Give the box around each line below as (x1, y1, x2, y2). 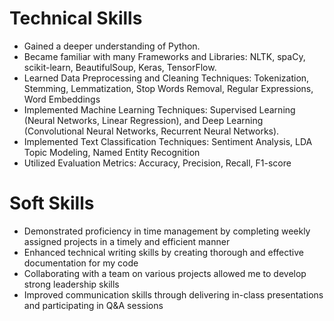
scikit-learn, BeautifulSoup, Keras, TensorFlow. (23, 61, 217, 73)
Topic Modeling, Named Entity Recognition (23, 146, 201, 158)
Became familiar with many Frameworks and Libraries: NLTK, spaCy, (23, 50, 306, 62)
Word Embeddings (23, 93, 101, 105)
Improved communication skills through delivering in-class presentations (23, 288, 324, 301)
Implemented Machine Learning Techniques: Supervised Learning (23, 103, 296, 116)
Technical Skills (9, 7, 143, 30)
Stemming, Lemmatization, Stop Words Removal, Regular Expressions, (23, 82, 314, 94)
